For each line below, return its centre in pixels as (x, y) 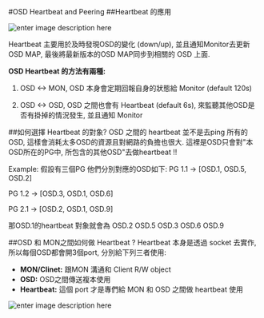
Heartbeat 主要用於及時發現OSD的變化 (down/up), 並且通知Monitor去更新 (129, 44)
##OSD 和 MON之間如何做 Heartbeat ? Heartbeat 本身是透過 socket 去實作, (132, 242)
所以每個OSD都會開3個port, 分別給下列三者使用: (87, 252)
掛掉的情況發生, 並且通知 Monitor (88, 115)
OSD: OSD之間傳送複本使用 (65, 279)
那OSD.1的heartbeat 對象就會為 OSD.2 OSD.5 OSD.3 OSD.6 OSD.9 (116, 225)
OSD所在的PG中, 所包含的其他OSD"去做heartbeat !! (93, 152)
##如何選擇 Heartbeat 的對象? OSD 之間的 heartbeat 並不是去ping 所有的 (128, 132)
